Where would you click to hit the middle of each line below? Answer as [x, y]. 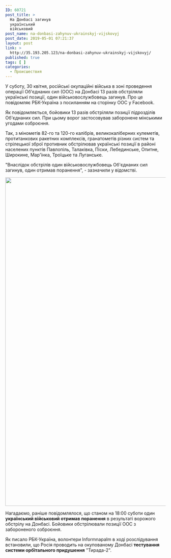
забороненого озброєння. [34, 529]
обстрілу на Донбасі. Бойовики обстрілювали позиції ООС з [71, 524]
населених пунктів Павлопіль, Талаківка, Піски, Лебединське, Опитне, [82, 149]
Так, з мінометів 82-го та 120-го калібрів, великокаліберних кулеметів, [82, 133]
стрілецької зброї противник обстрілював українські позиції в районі [81, 144]
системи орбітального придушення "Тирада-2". [59, 550]
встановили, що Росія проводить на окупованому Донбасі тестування [82, 545]
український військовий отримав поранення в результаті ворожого [81, 518]
